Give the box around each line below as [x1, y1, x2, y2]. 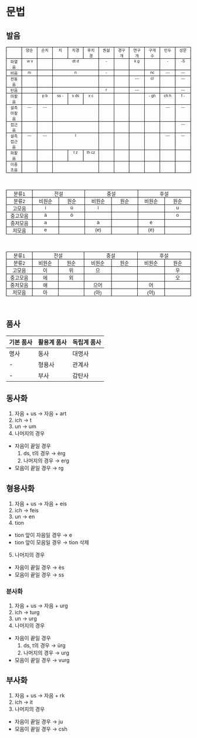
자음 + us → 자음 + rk [14, 692, 65, 699]
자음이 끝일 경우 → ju [14, 718, 63, 725]
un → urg [14, 615, 37, 622]
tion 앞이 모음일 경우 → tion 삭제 [14, 539, 89, 546]
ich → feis [14, 507, 39, 514]
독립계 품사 [72, 338, 101, 346]
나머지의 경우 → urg [23, 649, 69, 656]
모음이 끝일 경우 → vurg [14, 656, 70, 663]
